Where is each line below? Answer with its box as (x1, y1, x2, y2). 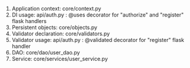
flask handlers (11, 18, 47, 24)
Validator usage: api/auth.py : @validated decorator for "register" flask (11, 37, 185, 43)
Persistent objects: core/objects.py (11, 24, 98, 31)
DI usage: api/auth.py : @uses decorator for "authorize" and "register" (11, 11, 184, 18)
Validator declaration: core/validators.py (11, 30, 110, 37)
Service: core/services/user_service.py (11, 56, 108, 62)
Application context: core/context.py (11, 5, 102, 12)
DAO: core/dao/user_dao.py (11, 49, 80, 56)
